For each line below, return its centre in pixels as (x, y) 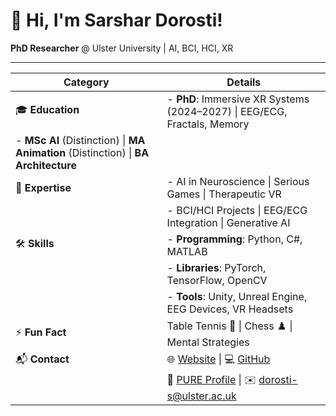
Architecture (46, 165)
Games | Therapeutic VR (224, 194)
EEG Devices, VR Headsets (230, 309)
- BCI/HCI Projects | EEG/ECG (237, 210)
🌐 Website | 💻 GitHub (218, 359)
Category (86, 82)
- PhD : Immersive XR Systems (238, 99)
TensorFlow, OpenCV (217, 280)
